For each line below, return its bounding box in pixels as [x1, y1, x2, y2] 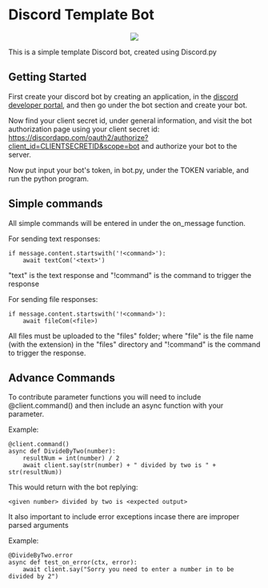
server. [8, 150, 32, 159]
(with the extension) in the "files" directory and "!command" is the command [8, 339, 261, 349]
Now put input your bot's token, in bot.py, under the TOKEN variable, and [8, 165, 250, 175]
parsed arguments [8, 521, 70, 530]
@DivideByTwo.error [8, 551, 74, 560]
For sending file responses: [8, 294, 98, 304]
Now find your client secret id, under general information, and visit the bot [8, 115, 252, 125]
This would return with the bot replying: [8, 482, 138, 492]
